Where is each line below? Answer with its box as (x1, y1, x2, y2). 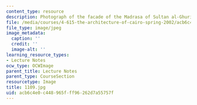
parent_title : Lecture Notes (6, 68, 77, 74)
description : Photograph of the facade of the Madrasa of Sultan (6, 14, 169, 20)
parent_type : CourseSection (6, 73, 75, 79)
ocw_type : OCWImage (6, 62, 54, 69)
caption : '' (11, 36, 41, 41)
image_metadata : (6, 30, 46, 36)
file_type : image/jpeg (6, 24, 62, 31)
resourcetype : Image (6, 79, 57, 85)
